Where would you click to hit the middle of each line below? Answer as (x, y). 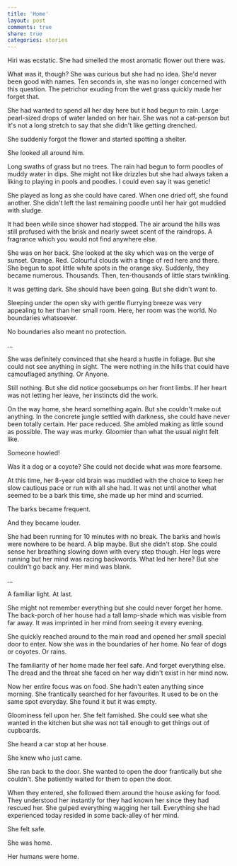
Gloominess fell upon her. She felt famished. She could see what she (108, 715)
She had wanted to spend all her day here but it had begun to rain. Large (113, 110)
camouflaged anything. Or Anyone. (58, 374)
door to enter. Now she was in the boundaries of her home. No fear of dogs (117, 644)
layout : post (27, 21)
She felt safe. (27, 829)
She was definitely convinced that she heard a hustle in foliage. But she (111, 359)
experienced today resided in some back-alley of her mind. (93, 816)
